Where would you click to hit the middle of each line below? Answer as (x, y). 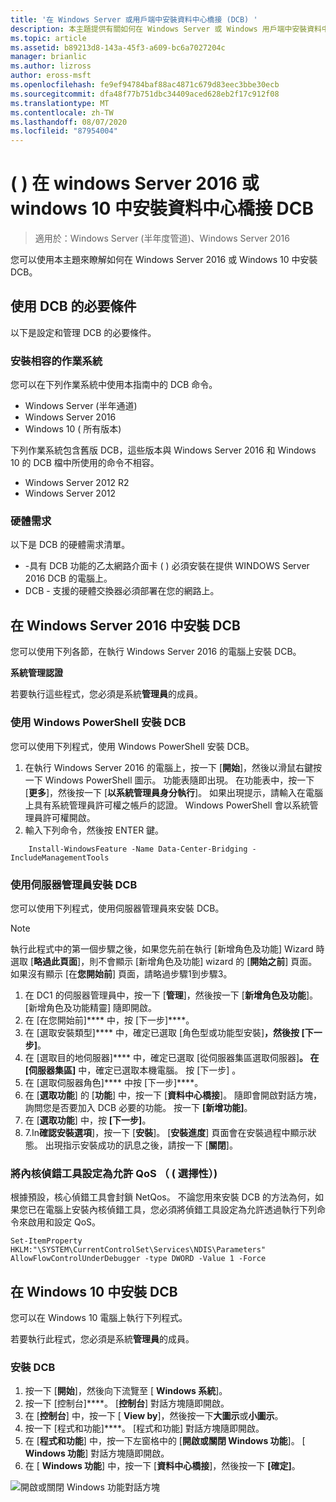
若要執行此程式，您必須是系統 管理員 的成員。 (102, 1338)
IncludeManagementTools (60, 857)
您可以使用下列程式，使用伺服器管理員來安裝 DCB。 (117, 908)
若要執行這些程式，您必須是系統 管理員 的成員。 (106, 694)
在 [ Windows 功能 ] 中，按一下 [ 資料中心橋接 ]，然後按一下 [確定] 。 (162, 1466)
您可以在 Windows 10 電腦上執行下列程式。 (99, 1317)
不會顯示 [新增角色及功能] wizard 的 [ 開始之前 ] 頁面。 (208, 961)
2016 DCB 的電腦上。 (68, 578)
